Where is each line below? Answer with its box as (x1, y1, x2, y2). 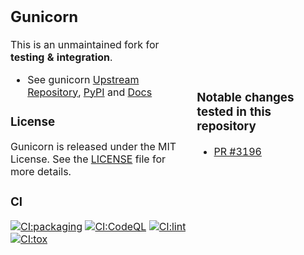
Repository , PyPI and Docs (27, 85, 153, 99)
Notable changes (196, 90, 295, 106)
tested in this (196, 104, 272, 120)
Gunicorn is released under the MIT (10, 140, 177, 154)
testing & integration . (10, 50, 113, 64)
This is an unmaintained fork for (10, 37, 160, 51)
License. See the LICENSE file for (10, 152, 167, 166)
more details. (10, 165, 72, 179)
